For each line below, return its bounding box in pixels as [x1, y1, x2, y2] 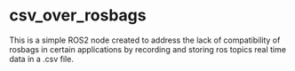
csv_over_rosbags [9, 5, 147, 26]
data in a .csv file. [9, 53, 74, 64]
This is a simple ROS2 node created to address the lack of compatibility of [9, 35, 281, 45]
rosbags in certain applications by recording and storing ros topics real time [9, 43, 287, 54]
